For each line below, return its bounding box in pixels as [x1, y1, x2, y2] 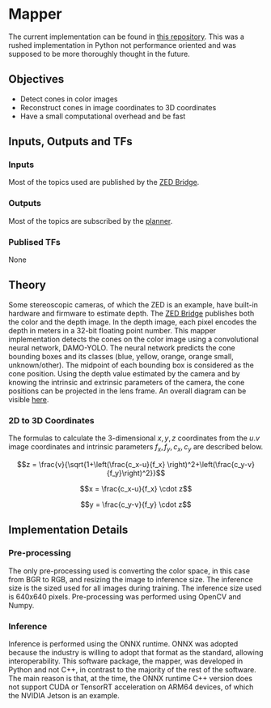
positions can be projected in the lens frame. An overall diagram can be [8, 386, 247, 396]
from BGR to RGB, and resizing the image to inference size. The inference [8, 574, 253, 584]
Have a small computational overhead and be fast [19, 111, 186, 121]
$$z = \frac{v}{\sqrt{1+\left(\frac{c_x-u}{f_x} [17, 459, 166, 469]
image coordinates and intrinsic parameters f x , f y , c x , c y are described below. [8, 442, 264, 453]
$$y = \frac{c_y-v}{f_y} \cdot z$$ [80, 500, 192, 509]
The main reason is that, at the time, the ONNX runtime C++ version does [8, 673, 253, 683]
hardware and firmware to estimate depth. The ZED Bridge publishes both [8, 308, 255, 318]
